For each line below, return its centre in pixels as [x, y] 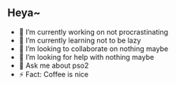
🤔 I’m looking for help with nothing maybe [86, 57]
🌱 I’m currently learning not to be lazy [80, 40]
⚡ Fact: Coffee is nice [53, 74]
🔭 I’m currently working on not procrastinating [94, 31]
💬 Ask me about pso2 [54, 65]
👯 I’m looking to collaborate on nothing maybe [94, 48]
